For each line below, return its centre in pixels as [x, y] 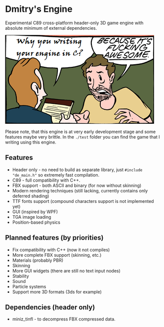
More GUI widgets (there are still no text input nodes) [66, 271]
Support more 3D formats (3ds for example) [57, 292]
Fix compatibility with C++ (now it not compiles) [61, 250]
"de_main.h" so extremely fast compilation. [56, 175]
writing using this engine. [31, 142]
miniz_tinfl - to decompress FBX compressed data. [64, 319]
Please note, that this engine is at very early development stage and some [81, 132]
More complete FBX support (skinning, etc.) [57, 255]
